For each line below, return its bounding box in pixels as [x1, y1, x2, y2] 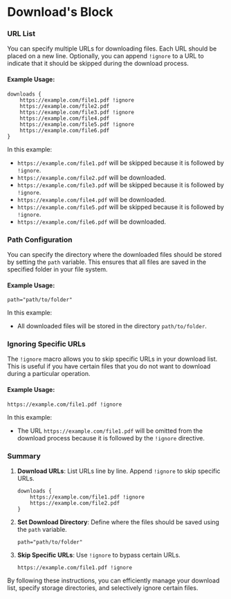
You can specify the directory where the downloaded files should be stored [7, 250, 222, 258]
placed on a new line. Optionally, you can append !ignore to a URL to [7, 52, 204, 60]
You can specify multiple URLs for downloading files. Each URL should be [7, 44, 217, 53]
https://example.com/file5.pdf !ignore [19, 120, 135, 128]
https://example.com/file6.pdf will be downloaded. [17, 217, 167, 226]
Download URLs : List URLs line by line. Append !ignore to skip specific [17, 467, 221, 475]
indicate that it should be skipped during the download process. [7, 60, 189, 68]
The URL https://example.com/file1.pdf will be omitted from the [17, 427, 203, 435]
